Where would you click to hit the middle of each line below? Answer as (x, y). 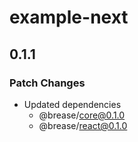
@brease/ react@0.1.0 (83, 125)
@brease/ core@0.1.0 (82, 115)
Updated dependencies (72, 104)
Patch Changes (47, 83)
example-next (69, 17)
